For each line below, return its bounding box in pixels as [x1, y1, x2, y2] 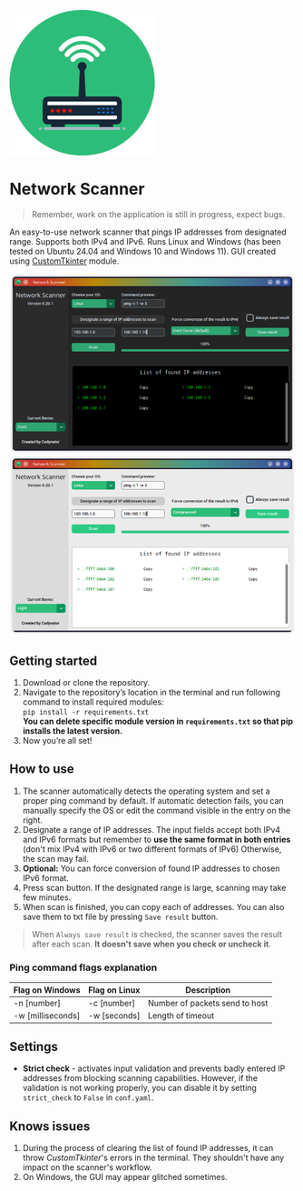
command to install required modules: [22, 696, 165, 707]
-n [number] [13, 997, 61, 1008]
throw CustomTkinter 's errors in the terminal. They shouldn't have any [22, 1152, 285, 1164]
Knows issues [9, 1118, 91, 1134]
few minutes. [22, 892, 72, 903]
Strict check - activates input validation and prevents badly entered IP [22, 1063, 286, 1074]
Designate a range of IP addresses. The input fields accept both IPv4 [22, 824, 281, 835]
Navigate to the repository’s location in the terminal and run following [22, 687, 281, 698]
